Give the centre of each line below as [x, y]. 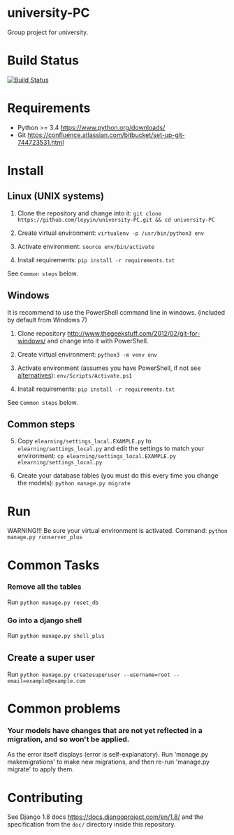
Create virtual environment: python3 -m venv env [87, 354]
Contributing [45, 798]
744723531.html [41, 142]
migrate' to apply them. [41, 769]
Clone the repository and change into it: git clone [89, 213]
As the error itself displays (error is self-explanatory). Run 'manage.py [108, 755]
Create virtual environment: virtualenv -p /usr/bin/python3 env [111, 233]
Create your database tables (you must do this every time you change [118, 476]
